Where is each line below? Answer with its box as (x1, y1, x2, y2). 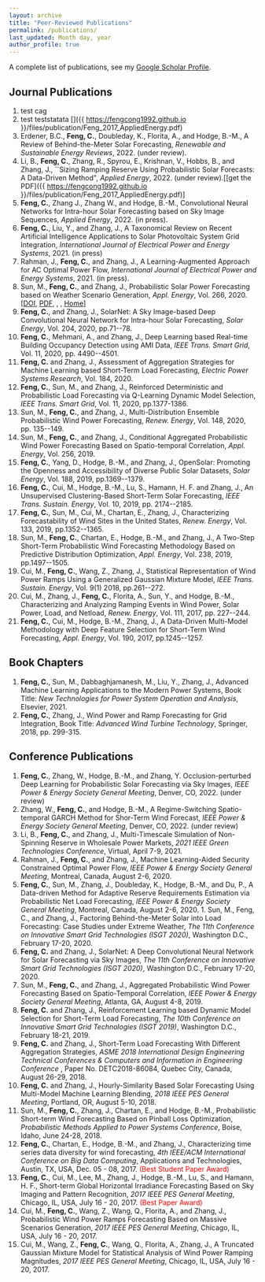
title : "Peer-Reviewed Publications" (9, 19, 133, 27)
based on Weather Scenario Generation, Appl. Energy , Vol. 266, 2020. (20, 290, 248, 299)
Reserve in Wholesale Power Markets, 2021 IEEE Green (50, 838, 229, 847)
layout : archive (9, 11, 62, 20)
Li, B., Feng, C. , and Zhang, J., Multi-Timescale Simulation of (20, 829, 217, 839)
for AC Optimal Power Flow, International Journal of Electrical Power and (20, 265, 257, 274)
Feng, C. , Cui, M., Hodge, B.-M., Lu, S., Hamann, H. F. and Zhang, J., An (20, 482, 254, 492)
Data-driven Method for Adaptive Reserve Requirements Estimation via (20, 887, 250, 898)
